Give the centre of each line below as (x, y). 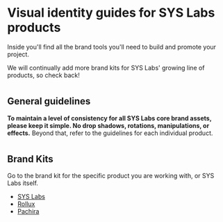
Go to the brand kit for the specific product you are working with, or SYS (111, 176)
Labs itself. (23, 183)
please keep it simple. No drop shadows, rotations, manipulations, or (108, 125)
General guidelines (49, 101)
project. (18, 54)
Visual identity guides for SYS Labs (111, 13)
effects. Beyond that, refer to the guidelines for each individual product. (110, 133)
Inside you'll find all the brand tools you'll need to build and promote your (112, 47)
